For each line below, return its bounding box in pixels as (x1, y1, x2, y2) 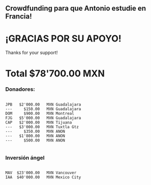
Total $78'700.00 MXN (5, 68, 105, 79)
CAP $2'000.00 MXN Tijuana (5, 120, 72, 125)
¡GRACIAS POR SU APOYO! (5, 33, 122, 44)
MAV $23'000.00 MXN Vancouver (5, 170, 77, 176)
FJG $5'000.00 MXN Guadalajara (5, 115, 81, 120)
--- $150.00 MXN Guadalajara (5, 106, 81, 112)
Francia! (5, 12, 32, 21)
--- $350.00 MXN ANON (5, 129, 66, 134)
